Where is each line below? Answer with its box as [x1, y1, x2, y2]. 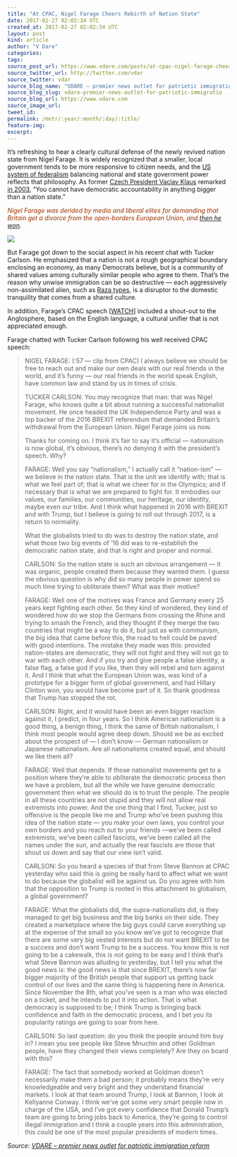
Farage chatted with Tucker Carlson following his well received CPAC [7, 336, 208, 344]
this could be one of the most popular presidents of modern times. [24, 1128, 218, 1137]
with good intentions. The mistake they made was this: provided [24, 641, 211, 650]
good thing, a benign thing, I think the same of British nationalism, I [24, 722, 219, 731]
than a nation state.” [7, 193, 66, 201]
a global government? [24, 892, 88, 900]
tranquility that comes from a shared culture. [7, 293, 137, 302]
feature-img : [7, 121, 46, 129]
